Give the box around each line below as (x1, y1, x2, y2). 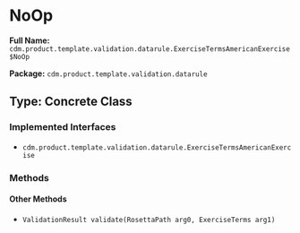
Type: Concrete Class (9, 94, 133, 109)
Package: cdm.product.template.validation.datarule (9, 68, 208, 79)
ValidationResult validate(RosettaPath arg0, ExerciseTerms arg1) (21, 215, 276, 224)
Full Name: (9, 35, 50, 46)
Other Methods (9, 194, 67, 204)
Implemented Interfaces (9, 121, 116, 134)
